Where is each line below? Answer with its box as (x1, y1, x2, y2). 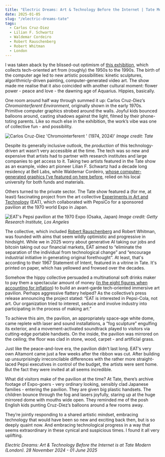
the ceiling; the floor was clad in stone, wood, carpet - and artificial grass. (5, 336, 155, 342)
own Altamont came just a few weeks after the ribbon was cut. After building (5, 350, 160, 356)
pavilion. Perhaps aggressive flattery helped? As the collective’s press (5, 290, 146, 296)
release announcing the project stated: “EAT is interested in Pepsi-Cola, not (5, 295, 158, 301)
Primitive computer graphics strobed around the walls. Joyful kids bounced (5, 108, 158, 113)
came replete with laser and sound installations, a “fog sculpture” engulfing (5, 320, 157, 326)
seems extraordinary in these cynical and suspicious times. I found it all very (5, 427, 160, 433)
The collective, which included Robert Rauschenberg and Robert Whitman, (5, 228, 156, 234)
